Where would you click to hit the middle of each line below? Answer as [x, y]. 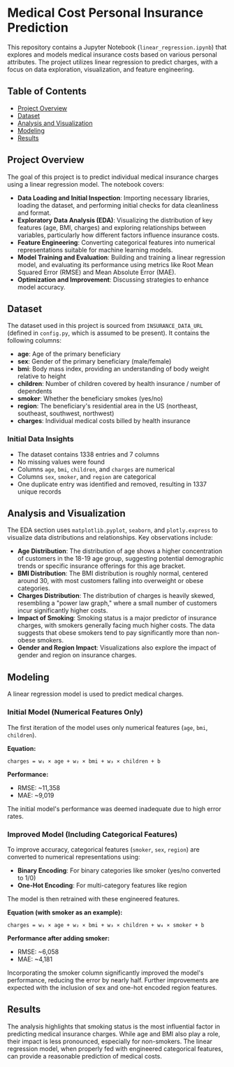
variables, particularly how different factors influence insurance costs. [118, 235]
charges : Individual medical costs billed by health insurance [104, 421]
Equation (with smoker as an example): [65, 912]
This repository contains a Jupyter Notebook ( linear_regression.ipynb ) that [117, 47]
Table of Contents [47, 91]
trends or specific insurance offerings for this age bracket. [101, 566]
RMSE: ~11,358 [39, 787]
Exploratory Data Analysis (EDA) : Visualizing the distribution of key [115, 220]
